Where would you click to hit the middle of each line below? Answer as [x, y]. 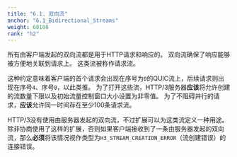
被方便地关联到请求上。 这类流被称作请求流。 [73, 64]
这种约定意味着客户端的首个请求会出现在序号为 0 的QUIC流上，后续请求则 [113, 78]
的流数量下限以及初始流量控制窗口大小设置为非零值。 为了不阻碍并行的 [110, 96]
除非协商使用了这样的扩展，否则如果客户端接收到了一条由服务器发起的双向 [116, 129]
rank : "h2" [23, 34]
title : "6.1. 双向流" [37, 14]
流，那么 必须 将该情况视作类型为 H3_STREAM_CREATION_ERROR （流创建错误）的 [117, 138]
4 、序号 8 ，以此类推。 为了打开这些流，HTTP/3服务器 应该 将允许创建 [131, 87]
